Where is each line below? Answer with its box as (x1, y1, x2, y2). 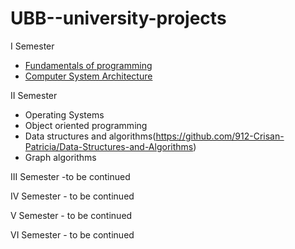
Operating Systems (24, 108, 105, 121)
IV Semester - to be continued (10, 190, 135, 202)
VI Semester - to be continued (10, 228, 135, 241)
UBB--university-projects (10, 7, 227, 30)
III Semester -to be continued (10, 170, 131, 182)
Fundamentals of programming (24, 59, 153, 71)
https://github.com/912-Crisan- (155, 130, 285, 142)
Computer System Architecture (24, 70, 153, 82)
